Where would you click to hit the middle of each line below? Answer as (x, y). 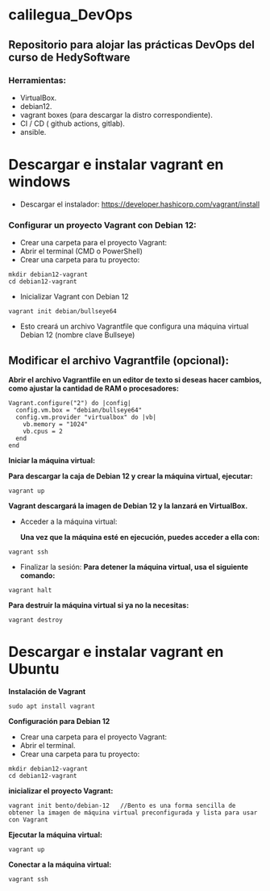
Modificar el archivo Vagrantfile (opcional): (119, 360)
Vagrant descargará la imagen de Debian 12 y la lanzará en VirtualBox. (128, 505)
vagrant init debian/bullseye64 (62, 312)
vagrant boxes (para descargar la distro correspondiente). (116, 115)
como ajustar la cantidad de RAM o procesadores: (94, 388)
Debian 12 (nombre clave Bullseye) (77, 335)
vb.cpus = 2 (43, 431)
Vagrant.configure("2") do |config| (70, 403)
